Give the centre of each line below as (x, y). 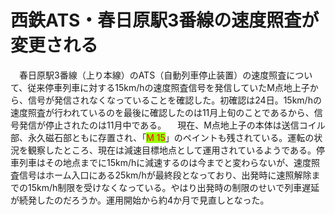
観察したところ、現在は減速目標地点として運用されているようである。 (172, 150)
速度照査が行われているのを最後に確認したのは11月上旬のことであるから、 (162, 112)
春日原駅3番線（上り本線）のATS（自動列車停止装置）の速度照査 (152, 75)
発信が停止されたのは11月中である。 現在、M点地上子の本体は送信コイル (172, 125)
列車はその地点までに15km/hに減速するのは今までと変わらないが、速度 (165, 162)
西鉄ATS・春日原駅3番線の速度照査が (165, 20)
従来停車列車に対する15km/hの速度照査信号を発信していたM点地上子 (168, 87)
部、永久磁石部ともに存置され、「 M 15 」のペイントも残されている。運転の (162, 137)
